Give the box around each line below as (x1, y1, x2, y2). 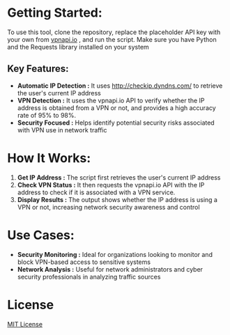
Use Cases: (7, 227, 75, 243)
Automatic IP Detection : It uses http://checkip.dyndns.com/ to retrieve (17, 81, 223, 90)
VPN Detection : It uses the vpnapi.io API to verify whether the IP (17, 96, 205, 104)
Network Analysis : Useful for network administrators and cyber (17, 265, 204, 273)
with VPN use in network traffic (17, 125, 107, 134)
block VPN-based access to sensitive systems (17, 258, 151, 266)
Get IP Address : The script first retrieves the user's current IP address (17, 173, 221, 182)
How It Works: (7, 150, 91, 166)
